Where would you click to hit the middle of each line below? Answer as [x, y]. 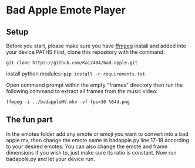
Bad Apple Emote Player [66, 10]
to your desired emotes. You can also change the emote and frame [87, 146]
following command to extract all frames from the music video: [82, 91]
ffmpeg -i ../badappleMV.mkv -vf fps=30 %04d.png [68, 102]
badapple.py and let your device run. [51, 159]
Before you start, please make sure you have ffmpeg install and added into [96, 46]
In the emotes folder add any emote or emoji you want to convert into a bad [97, 134]
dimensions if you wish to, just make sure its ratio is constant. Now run [91, 152]
